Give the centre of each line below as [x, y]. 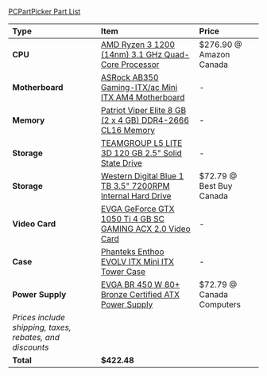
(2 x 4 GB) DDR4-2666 [145, 120]
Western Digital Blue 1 [142, 176]
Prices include [39, 317]
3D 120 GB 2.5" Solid [141, 153]
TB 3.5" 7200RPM [135, 186]
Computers [220, 304]
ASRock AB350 [130, 77]
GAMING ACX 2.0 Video [145, 229]
